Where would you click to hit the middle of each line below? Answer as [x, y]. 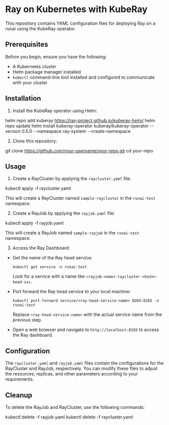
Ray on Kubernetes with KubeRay [76, 9]
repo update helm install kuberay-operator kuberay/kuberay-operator [77, 126]
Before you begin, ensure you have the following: [56, 57]
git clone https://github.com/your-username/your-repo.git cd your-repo [79, 150]
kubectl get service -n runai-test [50, 267]
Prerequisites [27, 45]
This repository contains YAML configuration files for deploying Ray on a [80, 23]
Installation [23, 99]
